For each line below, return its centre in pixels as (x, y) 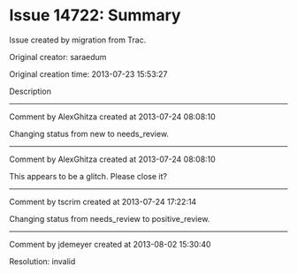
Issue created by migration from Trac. (78, 40)
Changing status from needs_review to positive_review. (110, 218)
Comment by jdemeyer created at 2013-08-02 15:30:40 (110, 244)
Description (30, 91)
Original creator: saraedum (58, 57)
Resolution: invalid (42, 261)
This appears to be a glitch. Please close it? (88, 176)
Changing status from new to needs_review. (89, 133)
